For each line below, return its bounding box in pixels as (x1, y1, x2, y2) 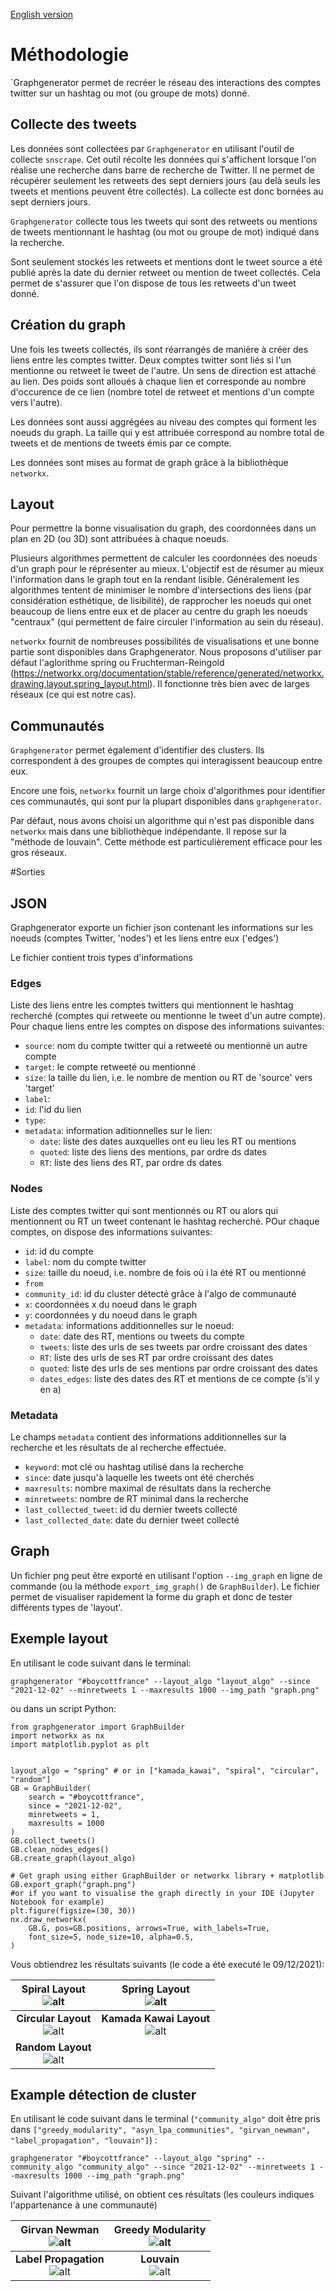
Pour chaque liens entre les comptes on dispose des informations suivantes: (10, 1020, 325, 1033)
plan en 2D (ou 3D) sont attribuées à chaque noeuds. (10, 533, 230, 545)
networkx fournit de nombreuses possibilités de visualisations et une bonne (10, 635, 320, 648)
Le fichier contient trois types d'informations (10, 952, 193, 963)
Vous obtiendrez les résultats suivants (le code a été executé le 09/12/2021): (10, 1958, 325, 1970)
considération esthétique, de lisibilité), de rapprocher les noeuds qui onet (10, 595, 312, 607)
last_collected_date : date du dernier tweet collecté (24, 1514, 240, 1526)
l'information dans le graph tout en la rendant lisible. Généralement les (10, 574, 300, 586)
